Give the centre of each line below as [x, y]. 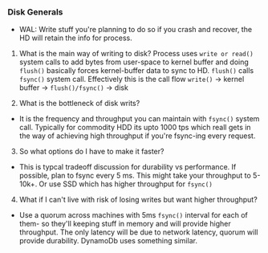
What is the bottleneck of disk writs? [79, 104]
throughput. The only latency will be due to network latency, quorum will [138, 232]
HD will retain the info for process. [76, 38]
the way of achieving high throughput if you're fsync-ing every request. [137, 136]
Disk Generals [35, 12]
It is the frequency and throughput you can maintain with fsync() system [139, 119]
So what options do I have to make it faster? [91, 152]
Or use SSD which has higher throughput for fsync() [126, 184]
